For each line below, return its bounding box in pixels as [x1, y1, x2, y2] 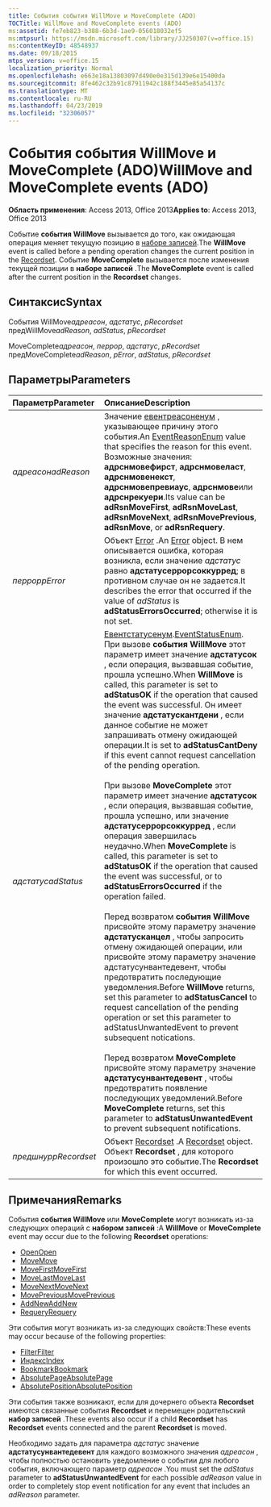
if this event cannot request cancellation [103, 749, 256, 761]
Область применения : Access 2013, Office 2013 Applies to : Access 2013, [8, 205, 256, 215]
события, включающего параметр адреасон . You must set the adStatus [8, 1464, 254, 1474]
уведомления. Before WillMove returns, [103, 981, 256, 992]
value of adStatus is [103, 595, 180, 606]
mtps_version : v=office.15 [8, 57, 99, 65]
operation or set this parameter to [103, 1012, 231, 1023]
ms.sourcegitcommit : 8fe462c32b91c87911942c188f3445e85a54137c [8, 79, 226, 87]
